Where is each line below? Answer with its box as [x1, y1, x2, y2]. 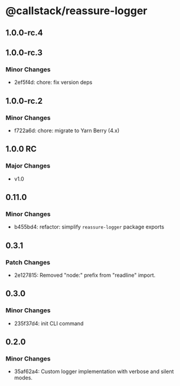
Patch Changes [5, 258, 51, 266]
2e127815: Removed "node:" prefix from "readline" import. [14, 271, 156, 279]
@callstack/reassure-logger [5, 4, 148, 18]
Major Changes [5, 162, 51, 170]
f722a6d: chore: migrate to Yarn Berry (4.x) [14, 127, 120, 134]
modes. [14, 374, 33, 381]
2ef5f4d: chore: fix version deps [14, 78, 93, 86]
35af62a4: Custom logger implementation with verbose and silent [14, 368, 174, 375]
